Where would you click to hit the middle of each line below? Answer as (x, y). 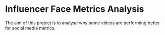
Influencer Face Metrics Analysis (75, 9)
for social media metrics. (30, 28)
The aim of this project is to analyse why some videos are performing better (82, 23)
